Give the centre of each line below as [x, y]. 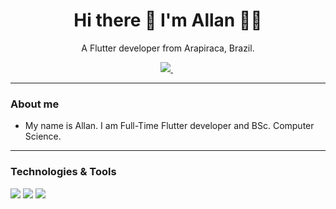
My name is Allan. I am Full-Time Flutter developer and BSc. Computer [169, 126]
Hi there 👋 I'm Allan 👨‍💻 [168, 20]
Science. [43, 136]
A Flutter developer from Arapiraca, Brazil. [168, 48]
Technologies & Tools [63, 172]
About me [35, 104]
